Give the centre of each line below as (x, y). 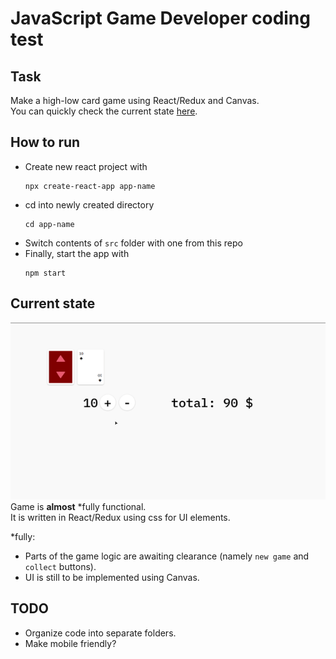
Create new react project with (86, 166)
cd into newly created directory (89, 204)
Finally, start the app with (77, 253)
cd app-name (49, 224)
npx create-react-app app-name (90, 186)
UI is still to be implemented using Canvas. (112, 577)
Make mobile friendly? (70, 643)
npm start (45, 273)
